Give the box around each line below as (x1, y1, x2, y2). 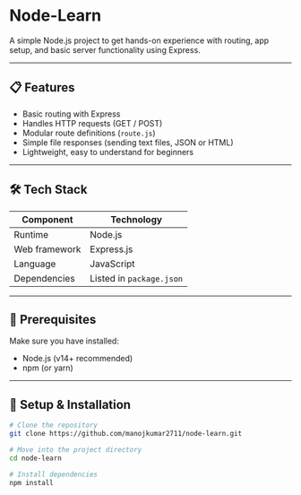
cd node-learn (9, 454, 63, 463)
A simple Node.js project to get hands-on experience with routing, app (9, 35, 270, 46)
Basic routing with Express (21, 109, 121, 119)
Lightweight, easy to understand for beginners (21, 146, 194, 157)
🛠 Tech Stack (9, 182, 88, 197)
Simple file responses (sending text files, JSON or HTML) (21, 136, 235, 148)
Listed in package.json (89, 272, 184, 284)
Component (21, 213, 73, 225)
